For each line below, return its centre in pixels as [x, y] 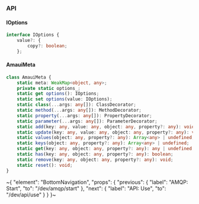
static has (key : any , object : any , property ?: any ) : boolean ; [95, 154]
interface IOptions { [33, 35]
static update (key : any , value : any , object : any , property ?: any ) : [103, 132]
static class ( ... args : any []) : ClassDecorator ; [76, 105]
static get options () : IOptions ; [58, 94]
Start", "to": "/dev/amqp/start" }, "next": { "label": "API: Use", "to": [86, 188]
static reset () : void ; [45, 165]
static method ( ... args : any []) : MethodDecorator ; [79, 111]
